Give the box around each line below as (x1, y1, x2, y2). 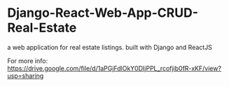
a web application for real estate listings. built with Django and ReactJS (7, 43, 212, 51)
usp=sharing (7, 72, 44, 80)
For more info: (7, 56, 48, 65)
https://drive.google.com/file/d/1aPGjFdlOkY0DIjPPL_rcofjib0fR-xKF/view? (7, 64, 222, 72)
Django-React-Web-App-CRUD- (7, 5, 198, 21)
